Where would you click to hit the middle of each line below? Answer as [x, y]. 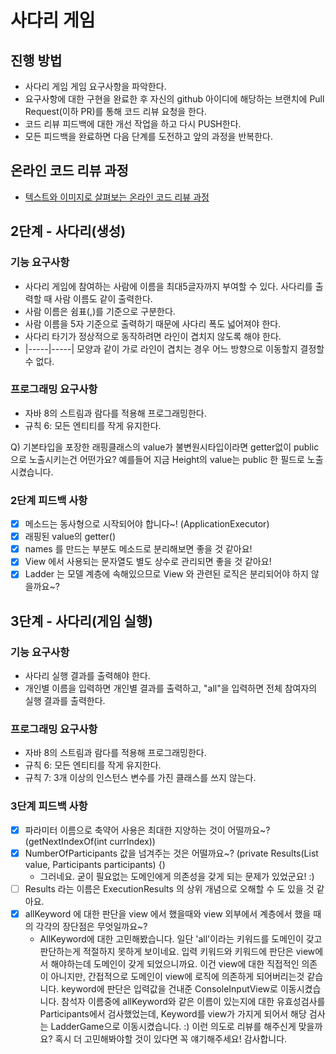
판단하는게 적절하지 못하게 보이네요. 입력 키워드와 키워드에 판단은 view [177, 951]
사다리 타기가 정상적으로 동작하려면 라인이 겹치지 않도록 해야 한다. [153, 336]
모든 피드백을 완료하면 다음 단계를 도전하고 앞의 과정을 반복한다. [148, 136]
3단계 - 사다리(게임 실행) [82, 621]
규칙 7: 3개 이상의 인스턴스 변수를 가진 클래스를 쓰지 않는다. [140, 778]
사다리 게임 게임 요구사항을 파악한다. [95, 86]
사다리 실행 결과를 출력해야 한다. [87, 676]
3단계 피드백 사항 [49, 806]
